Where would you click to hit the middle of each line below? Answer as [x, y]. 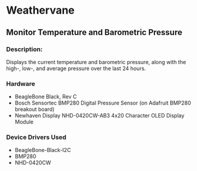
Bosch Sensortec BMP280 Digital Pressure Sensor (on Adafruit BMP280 [103, 103]
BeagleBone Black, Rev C [46, 97]
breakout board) [34, 109]
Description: [24, 49]
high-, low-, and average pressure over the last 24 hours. [76, 68]
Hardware [21, 84]
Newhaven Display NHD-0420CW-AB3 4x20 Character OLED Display [100, 116]
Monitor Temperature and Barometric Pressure [94, 32]
